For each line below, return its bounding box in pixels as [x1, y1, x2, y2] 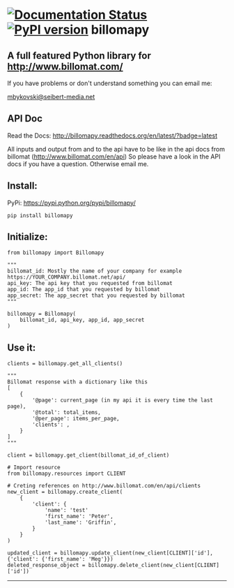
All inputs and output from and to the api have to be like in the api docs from [7, 145, 225, 153]
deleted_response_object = [7, 562, 86, 569]
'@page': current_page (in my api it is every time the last [32, 397, 214, 404]
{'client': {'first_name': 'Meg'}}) [7, 556, 114, 563]
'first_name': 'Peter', [44, 513, 114, 520]
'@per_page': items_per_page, [32, 416, 120, 422]
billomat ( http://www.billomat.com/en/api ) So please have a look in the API [7, 152, 221, 161]
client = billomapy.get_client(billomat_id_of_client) [7, 452, 170, 459]
